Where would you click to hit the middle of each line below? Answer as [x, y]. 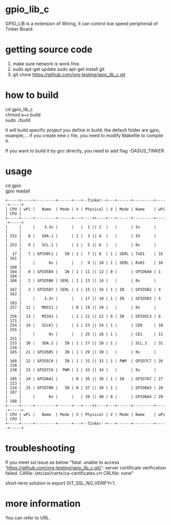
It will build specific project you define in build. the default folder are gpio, [83, 130]
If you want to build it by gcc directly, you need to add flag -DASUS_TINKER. [85, 151]
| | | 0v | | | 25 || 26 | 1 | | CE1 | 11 [84, 334]
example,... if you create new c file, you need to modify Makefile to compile [84, 135]
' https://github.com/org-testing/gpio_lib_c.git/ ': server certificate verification [86, 467]
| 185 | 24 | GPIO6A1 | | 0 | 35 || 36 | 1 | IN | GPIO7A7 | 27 [84, 379]
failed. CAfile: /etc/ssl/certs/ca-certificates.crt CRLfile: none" [69, 473]
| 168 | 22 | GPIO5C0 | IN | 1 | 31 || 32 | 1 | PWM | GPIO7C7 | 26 [84, 361]
